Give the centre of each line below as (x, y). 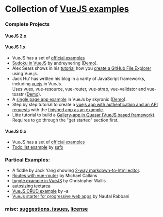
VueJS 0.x (16, 131)
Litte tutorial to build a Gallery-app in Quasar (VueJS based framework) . (84, 115)
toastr (18, 94)
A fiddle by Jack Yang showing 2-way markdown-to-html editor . (76, 170)
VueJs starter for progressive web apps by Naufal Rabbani (71, 197)
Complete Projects (27, 24)
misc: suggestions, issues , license (47, 209)
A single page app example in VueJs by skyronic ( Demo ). (69, 99)
